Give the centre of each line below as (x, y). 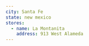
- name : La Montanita (38, 28)
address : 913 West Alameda (50, 34)
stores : (15, 23)
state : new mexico (28, 17)
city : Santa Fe (24, 12)
